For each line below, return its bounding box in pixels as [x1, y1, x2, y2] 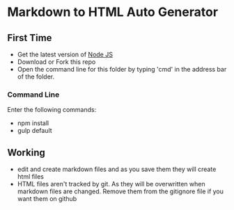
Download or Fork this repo [17, 58, 96, 66]
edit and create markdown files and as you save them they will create [17, 165, 217, 174]
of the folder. [17, 72, 54, 81]
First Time [7, 32, 52, 44]
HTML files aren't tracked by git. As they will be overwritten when [17, 180, 205, 188]
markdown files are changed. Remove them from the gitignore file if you [17, 187, 224, 195]
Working [7, 147, 45, 159]
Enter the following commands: [7, 106, 97, 114]
